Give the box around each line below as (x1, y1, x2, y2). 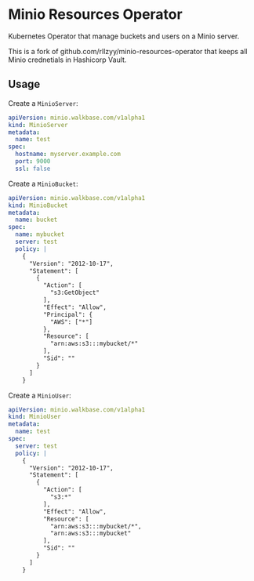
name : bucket (15, 216, 58, 224)
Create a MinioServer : (8, 98, 78, 107)
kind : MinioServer (8, 121, 68, 129)
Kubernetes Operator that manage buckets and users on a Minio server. (8, 31, 240, 41)
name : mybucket (15, 231, 65, 238)
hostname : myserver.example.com (15, 151, 122, 158)
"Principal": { (42, 310, 93, 318)
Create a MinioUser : (8, 390, 72, 400)
